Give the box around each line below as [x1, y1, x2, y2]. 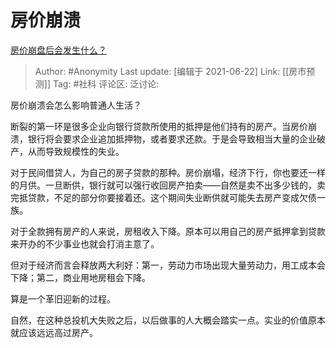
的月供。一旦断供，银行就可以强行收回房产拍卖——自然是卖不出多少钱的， [10, 179, 317, 191]
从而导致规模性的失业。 [27, 145, 125, 157]
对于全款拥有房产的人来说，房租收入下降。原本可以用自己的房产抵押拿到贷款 [10, 225, 326, 237]
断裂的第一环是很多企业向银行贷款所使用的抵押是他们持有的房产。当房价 [10, 120, 308, 132]
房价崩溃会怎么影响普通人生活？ [10, 99, 142, 111]
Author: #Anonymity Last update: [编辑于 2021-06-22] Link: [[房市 [34, 65, 307, 77]
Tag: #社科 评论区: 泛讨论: [52, 77, 160, 90]
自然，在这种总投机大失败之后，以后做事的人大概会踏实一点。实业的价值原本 [10, 314, 326, 326]
